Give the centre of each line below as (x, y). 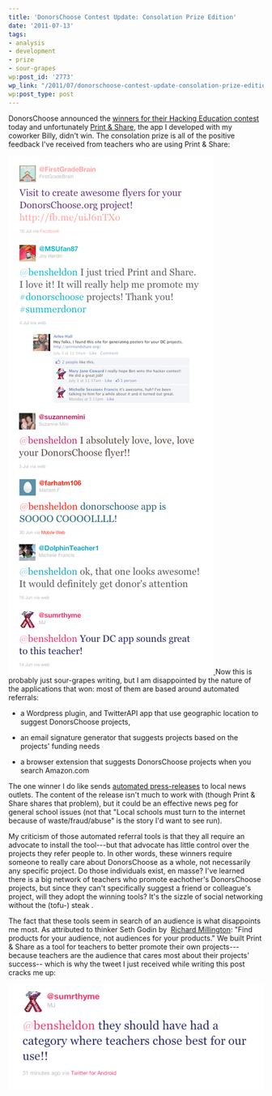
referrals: (23, 697)
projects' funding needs (60, 746)
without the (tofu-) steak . (51, 905)
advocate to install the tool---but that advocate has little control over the (129, 845)
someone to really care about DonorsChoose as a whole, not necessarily (130, 862)
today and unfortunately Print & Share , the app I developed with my (120, 126)
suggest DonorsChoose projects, (75, 721)
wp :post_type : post (41, 94)
